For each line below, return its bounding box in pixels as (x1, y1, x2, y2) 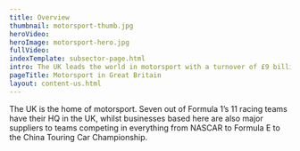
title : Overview (9, 12, 70, 22)
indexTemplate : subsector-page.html (9, 54, 146, 63)
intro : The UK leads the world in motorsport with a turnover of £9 (9, 63, 270, 72)
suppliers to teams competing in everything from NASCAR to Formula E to (9, 122, 281, 133)
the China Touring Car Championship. (9, 131, 148, 142)
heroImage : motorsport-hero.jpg (9, 37, 129, 47)
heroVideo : (9, 29, 50, 38)
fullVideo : (9, 46, 50, 55)
